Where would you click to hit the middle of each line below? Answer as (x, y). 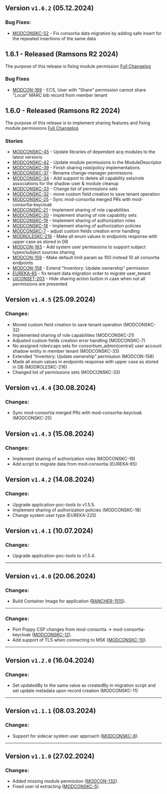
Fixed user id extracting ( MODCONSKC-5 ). (56, 787)
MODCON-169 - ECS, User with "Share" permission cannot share (79, 90)
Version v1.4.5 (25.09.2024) (50, 300)
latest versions (27, 157)
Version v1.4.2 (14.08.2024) (50, 480)
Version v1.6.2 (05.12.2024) (49, 8)
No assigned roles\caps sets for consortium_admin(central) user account (87, 346)
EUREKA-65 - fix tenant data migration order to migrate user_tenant (82, 273)
